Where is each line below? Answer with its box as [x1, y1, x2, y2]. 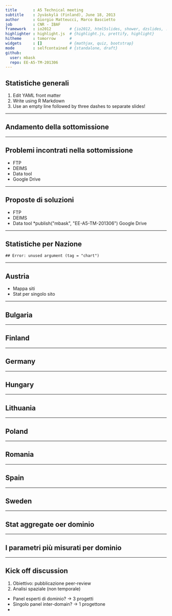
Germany [5, 357, 36, 366]
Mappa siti [12, 285, 35, 292]
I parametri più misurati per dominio [5, 543, 122, 552]
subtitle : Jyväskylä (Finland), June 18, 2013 [5, 12, 116, 17]
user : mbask [10, 55, 36, 60]
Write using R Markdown [12, 98, 65, 104]
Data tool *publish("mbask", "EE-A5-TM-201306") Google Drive [12, 220, 147, 226]
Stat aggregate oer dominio [5, 520, 95, 529]
